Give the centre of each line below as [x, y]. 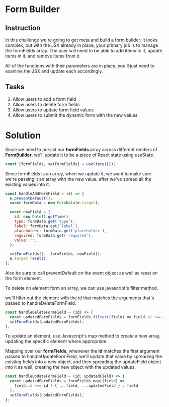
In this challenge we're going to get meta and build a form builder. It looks [81, 40]
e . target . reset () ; [29, 259]
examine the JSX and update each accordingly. [54, 71]
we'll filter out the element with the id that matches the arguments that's [80, 298]
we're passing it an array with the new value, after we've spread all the [78, 179]
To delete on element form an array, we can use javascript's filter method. [82, 288]
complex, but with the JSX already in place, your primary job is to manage [82, 45]
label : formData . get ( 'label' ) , [47, 226]
